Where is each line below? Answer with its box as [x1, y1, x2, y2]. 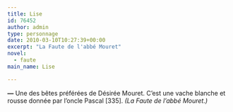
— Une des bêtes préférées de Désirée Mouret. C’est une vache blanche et [7, 89, 226, 97]
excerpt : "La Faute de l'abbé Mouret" [7, 43, 121, 50]
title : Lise [7, 10, 42, 18]
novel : [7, 50, 27, 57]
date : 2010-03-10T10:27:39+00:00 [7, 37, 106, 44]
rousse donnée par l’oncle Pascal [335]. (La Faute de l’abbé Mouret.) [7, 96, 208, 105]
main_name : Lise [7, 63, 55, 70]
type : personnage [7, 30, 59, 38]
